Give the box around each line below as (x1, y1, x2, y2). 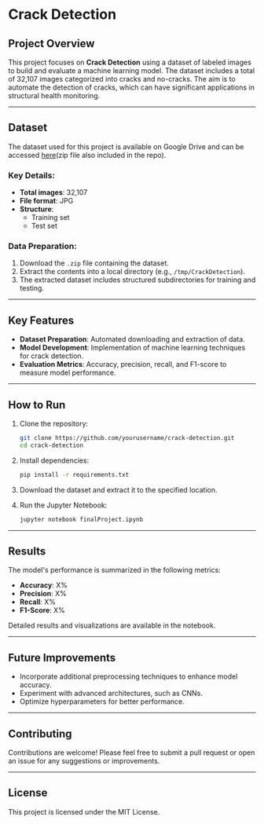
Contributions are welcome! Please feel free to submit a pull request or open (8, 748, 255, 757)
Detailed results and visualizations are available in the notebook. (8, 621, 216, 630)
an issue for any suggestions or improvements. (8, 756, 160, 765)
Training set (31, 213, 70, 222)
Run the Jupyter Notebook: (19, 500, 108, 510)
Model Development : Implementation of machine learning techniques (19, 343, 246, 353)
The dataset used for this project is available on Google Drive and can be (8, 141, 244, 151)
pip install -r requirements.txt (19, 471, 130, 478)
